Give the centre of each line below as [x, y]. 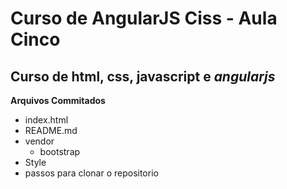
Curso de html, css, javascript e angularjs [143, 76]
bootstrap [60, 151]
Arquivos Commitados [58, 100]
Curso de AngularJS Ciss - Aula [144, 18]
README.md [51, 130]
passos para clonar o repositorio [91, 173]
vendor [39, 141]
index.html [46, 120]
